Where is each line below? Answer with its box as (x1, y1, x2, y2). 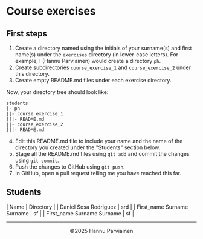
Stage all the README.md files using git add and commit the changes (14, 150, 190, 157)
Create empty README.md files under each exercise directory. (14, 77, 172, 84)
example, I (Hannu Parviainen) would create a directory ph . (14, 58, 161, 64)
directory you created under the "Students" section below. (14, 144, 161, 151)
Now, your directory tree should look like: (6, 89, 109, 95)
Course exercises (6, 4, 97, 18)
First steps (6, 29, 47, 39)
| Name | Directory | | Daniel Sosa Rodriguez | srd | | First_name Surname (6, 203, 188, 210)
